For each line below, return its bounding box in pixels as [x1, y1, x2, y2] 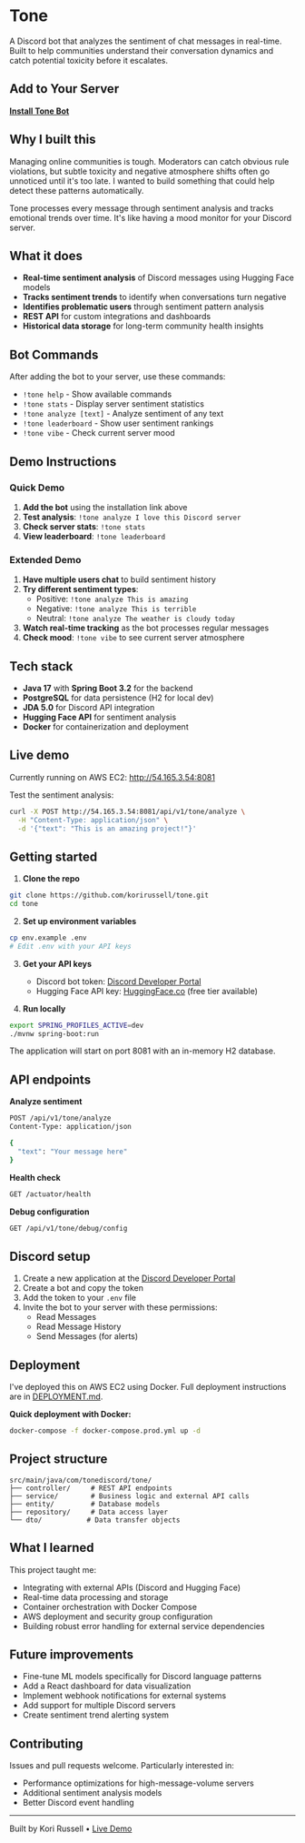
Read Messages [35, 1312, 97, 1323]
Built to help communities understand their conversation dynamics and [9, 45, 274, 55]
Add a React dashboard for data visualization [22, 1680, 192, 1692]
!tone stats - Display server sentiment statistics [22, 398, 204, 409]
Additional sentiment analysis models [22, 1788, 162, 1798]
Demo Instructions [9, 454, 117, 469]
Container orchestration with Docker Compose [22, 1601, 198, 1612]
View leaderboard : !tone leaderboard [22, 530, 166, 541]
